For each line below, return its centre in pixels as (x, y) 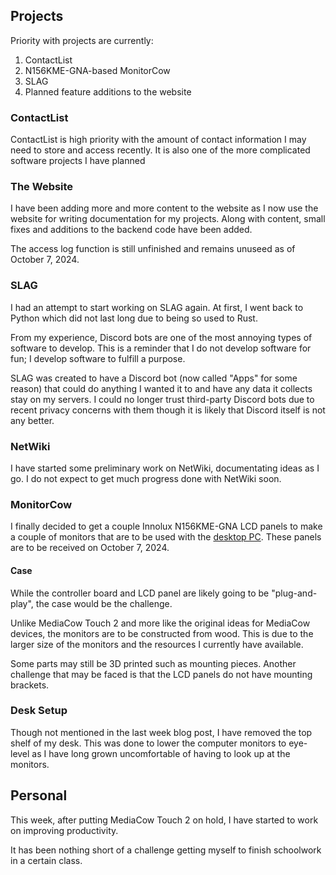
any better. (32, 420)
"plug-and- (294, 593)
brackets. (30, 685)
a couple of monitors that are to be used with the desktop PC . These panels (166, 537)
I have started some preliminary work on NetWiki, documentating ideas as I (165, 468)
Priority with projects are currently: (82, 40)
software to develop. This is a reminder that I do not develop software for (161, 348)
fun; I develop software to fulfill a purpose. (98, 358)
